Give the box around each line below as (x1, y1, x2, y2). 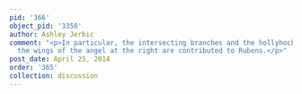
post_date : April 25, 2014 (9, 55, 111, 64)
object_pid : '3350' (9, 21, 83, 30)
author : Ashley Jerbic (9, 30, 94, 38)
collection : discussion (9, 72, 99, 81)
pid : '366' (9, 13, 50, 22)
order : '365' (9, 64, 58, 73)
